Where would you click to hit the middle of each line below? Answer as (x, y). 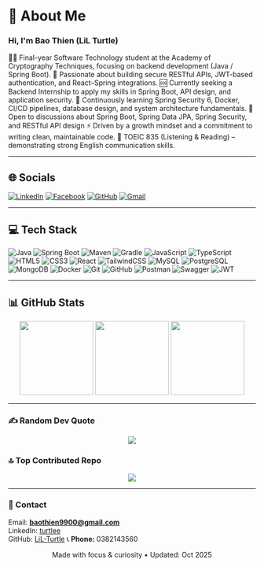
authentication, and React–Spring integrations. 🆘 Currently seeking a (121, 83)
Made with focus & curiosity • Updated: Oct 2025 (132, 554)
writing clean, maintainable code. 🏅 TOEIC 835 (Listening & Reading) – (122, 137)
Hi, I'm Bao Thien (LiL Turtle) (64, 41)
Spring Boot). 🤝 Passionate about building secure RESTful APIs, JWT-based (130, 75)
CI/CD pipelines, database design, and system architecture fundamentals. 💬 (131, 109)
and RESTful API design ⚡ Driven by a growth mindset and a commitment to (130, 126)
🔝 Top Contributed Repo (55, 461)
